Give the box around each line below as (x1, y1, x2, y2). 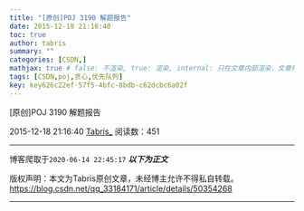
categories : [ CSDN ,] (9, 55, 88, 64)
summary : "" (9, 47, 54, 56)
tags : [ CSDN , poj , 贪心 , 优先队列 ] (9, 72, 124, 82)
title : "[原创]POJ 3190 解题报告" (9, 13, 131, 23)
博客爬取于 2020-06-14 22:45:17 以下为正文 (9, 153, 168, 164)
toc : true (9, 30, 47, 39)
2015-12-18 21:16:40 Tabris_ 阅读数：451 (9, 126, 160, 137)
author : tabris (9, 38, 67, 48)
